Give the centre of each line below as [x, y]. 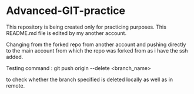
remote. [16, 85]
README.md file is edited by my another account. [66, 33]
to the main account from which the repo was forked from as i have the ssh [97, 50]
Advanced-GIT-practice [66, 11]
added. [15, 57]
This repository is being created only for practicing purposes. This [86, 27]
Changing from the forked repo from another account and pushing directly [96, 44]
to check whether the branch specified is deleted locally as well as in [90, 79]
